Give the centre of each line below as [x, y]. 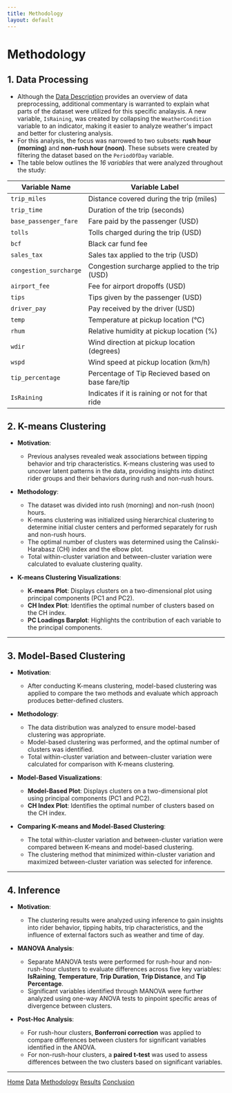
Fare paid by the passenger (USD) [143, 221]
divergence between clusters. [70, 1005]
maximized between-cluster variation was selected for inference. [120, 862]
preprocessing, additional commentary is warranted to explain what [113, 104]
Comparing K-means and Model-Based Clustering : [91, 827]
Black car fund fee [118, 244]
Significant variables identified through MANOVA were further [115, 991]
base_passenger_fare [44, 221]
